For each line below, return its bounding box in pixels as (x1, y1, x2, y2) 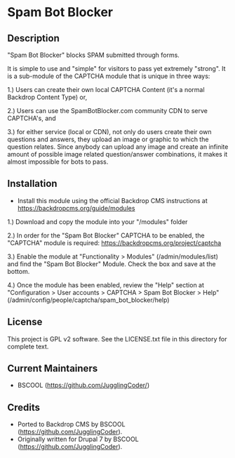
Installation (7, 178, 58, 190)
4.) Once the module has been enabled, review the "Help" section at (7, 280, 205, 289)
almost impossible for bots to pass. (7, 157, 109, 166)
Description (7, 32, 60, 44)
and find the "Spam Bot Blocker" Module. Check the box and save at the (7, 259, 216, 268)
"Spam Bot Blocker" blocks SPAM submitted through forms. (7, 51, 180, 59)
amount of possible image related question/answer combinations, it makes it (7, 150, 228, 158)
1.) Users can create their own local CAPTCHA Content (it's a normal (7, 86, 205, 93)
